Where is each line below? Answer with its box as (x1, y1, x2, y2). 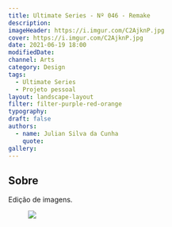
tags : (8, 71, 26, 79)
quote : (22, 137, 44, 145)
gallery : (8, 144, 37, 152)
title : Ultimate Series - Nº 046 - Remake (8, 11, 151, 20)
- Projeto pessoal (15, 85, 77, 94)
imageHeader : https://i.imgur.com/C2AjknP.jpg (8, 26, 165, 34)
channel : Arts (8, 56, 55, 64)
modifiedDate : (8, 48, 55, 56)
